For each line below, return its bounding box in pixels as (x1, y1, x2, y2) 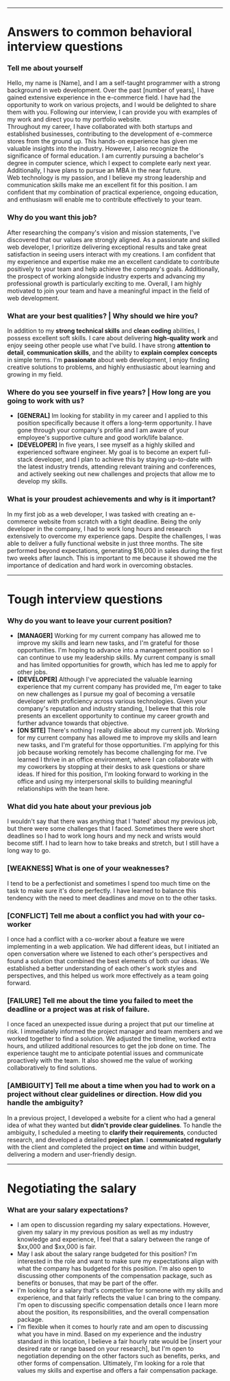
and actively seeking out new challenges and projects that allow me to (16, 470, 216, 478)
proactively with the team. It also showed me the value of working (7, 1057, 193, 1065)
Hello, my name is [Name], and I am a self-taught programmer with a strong (7, 79, 220, 87)
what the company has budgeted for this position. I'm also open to (16, 1264, 205, 1273)
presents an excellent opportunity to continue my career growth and (16, 711, 210, 720)
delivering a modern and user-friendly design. (7, 1150, 137, 1158)
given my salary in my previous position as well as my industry (16, 1228, 194, 1236)
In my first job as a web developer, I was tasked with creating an (7, 510, 188, 518)
